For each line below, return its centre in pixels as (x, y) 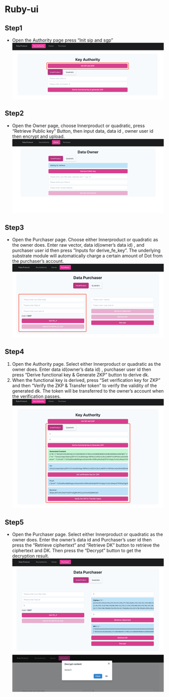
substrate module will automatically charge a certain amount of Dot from (87, 256)
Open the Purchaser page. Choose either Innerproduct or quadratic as (85, 240)
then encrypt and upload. (38, 136)
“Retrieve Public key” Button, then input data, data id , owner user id (82, 131)
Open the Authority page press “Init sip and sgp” (63, 40)
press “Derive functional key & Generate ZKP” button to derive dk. (80, 375)
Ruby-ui (22, 9)
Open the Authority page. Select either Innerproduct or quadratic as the (86, 364)
